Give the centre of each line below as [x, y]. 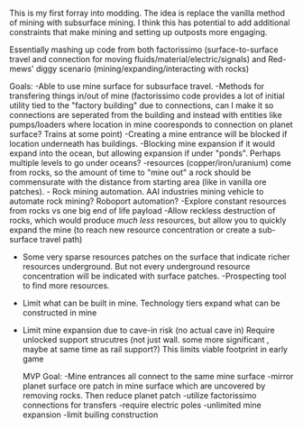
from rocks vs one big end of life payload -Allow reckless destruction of [142, 210]
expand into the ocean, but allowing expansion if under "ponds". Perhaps [145, 153]
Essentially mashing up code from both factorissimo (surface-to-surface [144, 50]
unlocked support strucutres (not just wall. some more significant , [146, 340]
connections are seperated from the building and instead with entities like [146, 115]
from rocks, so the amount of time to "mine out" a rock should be [130, 172]
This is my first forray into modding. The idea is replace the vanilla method [147, 13]
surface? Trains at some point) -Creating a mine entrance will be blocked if [148, 134]
